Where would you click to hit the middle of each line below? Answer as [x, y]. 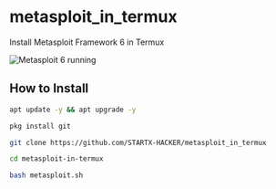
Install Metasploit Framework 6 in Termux [87, 42]
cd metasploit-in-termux [56, 159]
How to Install [49, 89]
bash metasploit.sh [46, 175]
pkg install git [40, 126]
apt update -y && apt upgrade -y [73, 110]
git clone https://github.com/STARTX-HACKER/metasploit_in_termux [138, 142]
